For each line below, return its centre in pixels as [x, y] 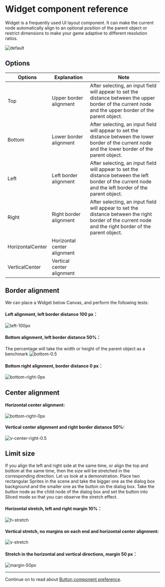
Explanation [69, 77]
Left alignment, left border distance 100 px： [52, 314]
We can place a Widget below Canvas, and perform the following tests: [77, 302]
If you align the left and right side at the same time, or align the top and [77, 465]
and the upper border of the [122, 110]
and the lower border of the [122, 149]
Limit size [20, 454]
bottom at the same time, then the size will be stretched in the [68, 470]
